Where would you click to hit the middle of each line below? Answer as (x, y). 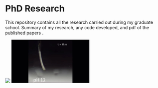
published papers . (24, 33)
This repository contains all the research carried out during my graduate (79, 22)
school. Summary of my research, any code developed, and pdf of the (77, 27)
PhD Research (35, 9)
